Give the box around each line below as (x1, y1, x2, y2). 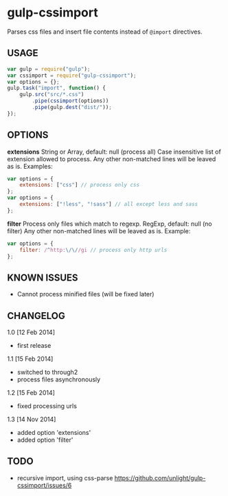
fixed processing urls (16, 402, 78, 410)
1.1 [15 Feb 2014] (7, 355, 54, 363)
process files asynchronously (16, 375, 101, 383)
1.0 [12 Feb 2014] (7, 328, 56, 337)
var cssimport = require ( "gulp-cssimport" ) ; (7, 72, 137, 79)
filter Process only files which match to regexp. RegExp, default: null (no (7, 220, 212, 228)
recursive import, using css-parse (16, 473, 113, 482)
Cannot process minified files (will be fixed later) (16, 290, 155, 298)
